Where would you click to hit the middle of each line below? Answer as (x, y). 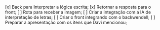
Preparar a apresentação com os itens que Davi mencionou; (66, 22)
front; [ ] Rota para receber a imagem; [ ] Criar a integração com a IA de (78, 12)
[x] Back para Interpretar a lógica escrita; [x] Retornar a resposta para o (78, 7)
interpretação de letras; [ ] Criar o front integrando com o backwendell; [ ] (80, 17)
